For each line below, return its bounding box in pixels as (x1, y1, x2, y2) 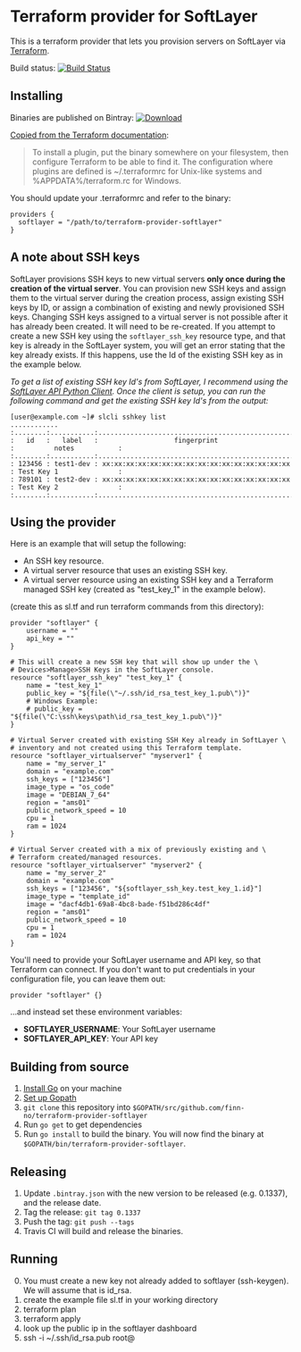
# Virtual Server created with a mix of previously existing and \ (10, 846, 267, 855)
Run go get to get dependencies (22, 1119, 142, 1131)
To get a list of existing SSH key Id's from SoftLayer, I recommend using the (10, 376, 288, 387)
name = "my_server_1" (26, 759, 106, 769)
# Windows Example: (26, 697, 99, 706)
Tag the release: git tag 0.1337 (22, 1207, 141, 1217)
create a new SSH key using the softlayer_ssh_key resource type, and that (10, 330, 286, 341)
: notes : (10, 444, 123, 453)
